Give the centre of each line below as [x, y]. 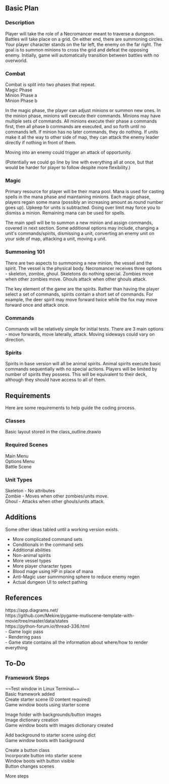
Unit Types [19, 480]
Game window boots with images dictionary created [59, 725]
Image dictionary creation [32, 720]
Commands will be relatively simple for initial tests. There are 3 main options [84, 329]
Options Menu [20, 461]
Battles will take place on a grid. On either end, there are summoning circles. [84, 39]
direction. [15, 340]
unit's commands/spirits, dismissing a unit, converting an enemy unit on [80, 234]
